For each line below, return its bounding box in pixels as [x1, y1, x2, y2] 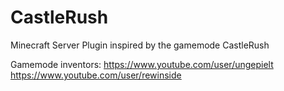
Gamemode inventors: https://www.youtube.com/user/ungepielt [10, 58, 274, 70]
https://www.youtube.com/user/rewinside [10, 69, 182, 81]
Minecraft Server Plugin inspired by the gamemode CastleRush [10, 39, 270, 51]
